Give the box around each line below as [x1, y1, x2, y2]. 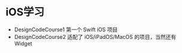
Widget [14, 39, 32, 47]
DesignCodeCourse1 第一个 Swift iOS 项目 [14, 26, 118, 33]
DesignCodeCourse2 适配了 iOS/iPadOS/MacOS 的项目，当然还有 [14, 33, 177, 40]
